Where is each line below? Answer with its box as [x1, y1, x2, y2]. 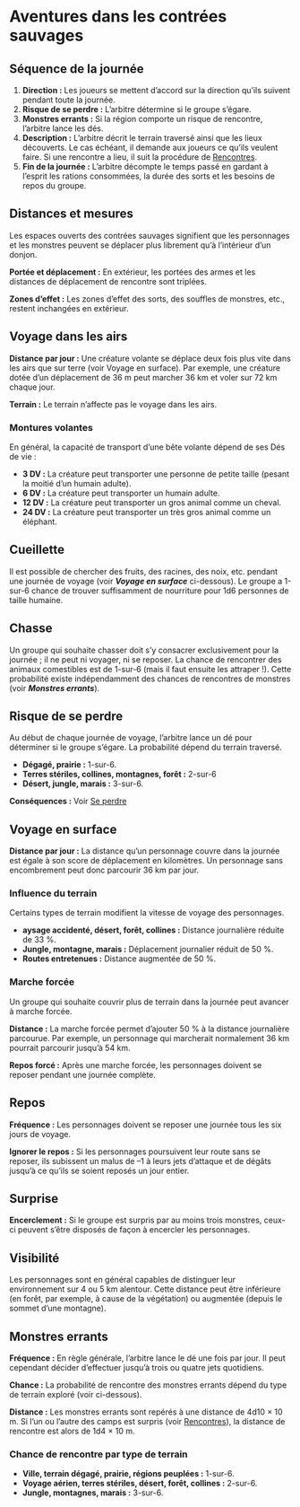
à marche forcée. [9, 1005, 73, 1016]
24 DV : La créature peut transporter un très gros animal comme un [21, 506, 271, 517]
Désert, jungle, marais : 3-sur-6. [21, 778, 144, 789]
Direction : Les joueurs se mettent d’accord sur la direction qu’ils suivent [21, 85, 291, 95]
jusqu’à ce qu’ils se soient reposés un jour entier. [9, 1165, 190, 1176]
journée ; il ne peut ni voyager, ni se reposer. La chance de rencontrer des [9, 653, 282, 665]
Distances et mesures [9, 206, 134, 222]
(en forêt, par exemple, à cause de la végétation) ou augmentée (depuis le [9, 1293, 283, 1304]
